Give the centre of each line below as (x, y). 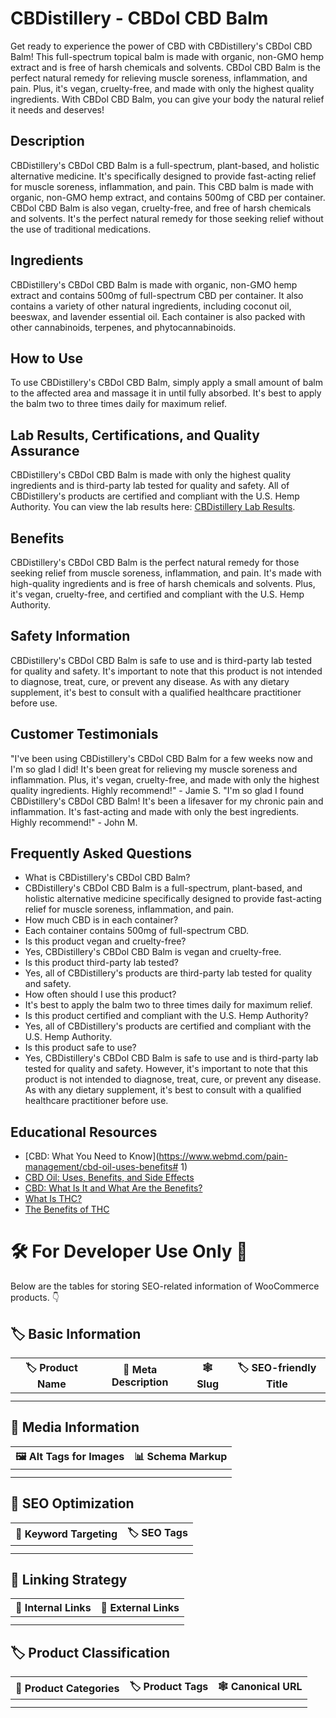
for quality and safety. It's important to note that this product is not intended (166, 671)
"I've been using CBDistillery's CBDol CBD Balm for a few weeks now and (161, 758)
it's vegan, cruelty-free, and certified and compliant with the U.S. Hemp (157, 594)
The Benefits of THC (67, 1209)
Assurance (45, 450)
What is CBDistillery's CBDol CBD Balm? (107, 878)
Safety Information (70, 636)
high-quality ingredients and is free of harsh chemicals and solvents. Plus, (163, 583)
